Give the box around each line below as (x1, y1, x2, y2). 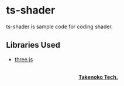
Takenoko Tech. (78, 73, 118, 80)
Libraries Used (6, 40, 60, 50)
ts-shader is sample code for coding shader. (6, 23, 113, 30)
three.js (14, 55, 33, 62)
